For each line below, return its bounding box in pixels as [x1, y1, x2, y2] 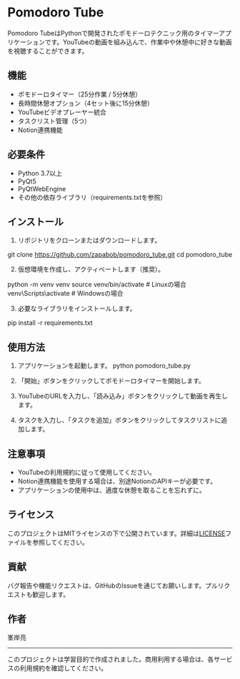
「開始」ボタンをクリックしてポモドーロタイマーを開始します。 [17, 376, 205, 386]
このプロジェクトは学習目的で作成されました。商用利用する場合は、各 [7, 655, 214, 664]
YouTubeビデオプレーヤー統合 [17, 108, 107, 116]
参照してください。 [31, 538, 89, 546]
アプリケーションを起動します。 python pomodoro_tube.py [17, 361, 191, 370]
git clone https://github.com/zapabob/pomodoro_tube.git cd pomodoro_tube [7, 251, 233, 259]
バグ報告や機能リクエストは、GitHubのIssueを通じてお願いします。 [7, 581, 206, 590]
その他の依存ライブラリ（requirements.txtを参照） [17, 193, 167, 201]
